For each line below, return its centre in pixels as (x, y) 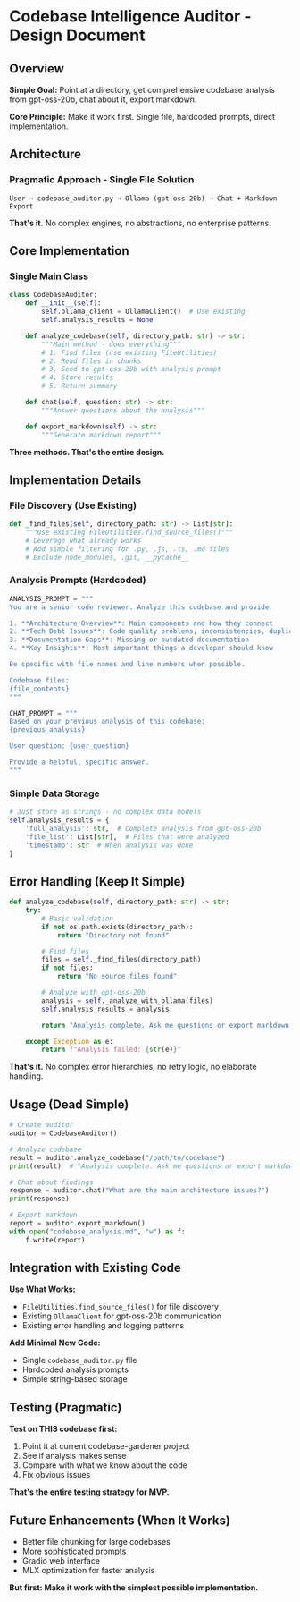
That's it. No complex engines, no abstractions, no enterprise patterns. (140, 223)
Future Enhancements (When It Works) (120, 1520)
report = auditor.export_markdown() (77, 1224)
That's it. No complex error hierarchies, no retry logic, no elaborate (133, 1067)
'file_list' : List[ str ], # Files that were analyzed (127, 837)
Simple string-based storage (75, 1379)
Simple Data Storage (54, 793)
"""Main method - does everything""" (111, 344)
